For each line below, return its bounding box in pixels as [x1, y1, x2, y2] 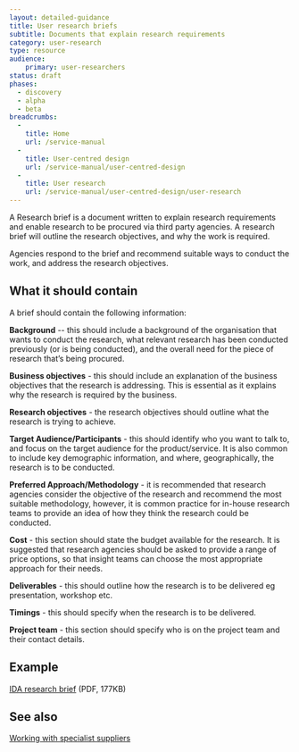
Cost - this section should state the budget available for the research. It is [9, 534, 280, 545]
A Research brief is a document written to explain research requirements [9, 212, 277, 222]
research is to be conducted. [9, 462, 115, 472]
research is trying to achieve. [9, 416, 116, 427]
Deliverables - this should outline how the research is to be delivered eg [9, 580, 276, 590]
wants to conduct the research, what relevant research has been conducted [9, 334, 288, 345]
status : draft [9, 71, 62, 80]
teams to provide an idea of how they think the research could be [9, 507, 250, 518]
